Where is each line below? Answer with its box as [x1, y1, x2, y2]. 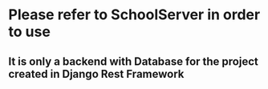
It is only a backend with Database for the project [8, 55, 258, 68]
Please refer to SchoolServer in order [8, 6, 261, 24]
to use [8, 22, 51, 41]
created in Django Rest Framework [8, 67, 185, 81]
